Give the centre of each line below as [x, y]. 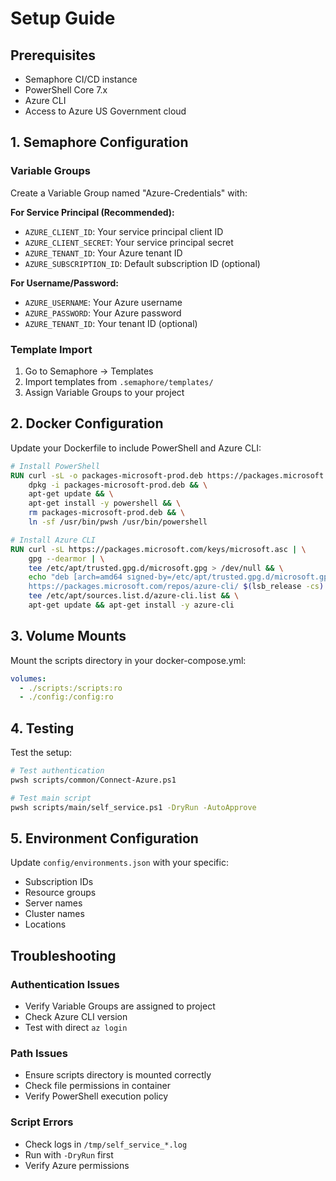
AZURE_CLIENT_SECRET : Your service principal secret [129, 242]
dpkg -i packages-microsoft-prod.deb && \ [118, 485]
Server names [53, 903]
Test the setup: [41, 753]
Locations [45, 924]
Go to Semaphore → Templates [89, 371]
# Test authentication [57, 771]
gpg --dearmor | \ [66, 558]
